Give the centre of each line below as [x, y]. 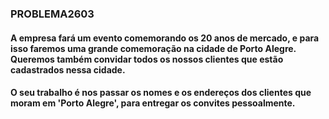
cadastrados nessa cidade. [68, 69]
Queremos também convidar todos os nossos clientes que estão [147, 59]
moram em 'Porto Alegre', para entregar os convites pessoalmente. [153, 103]
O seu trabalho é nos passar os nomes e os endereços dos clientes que [161, 93]
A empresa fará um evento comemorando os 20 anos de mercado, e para [165, 38]
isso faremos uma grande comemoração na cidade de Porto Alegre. [153, 48]
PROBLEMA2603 [52, 14]
